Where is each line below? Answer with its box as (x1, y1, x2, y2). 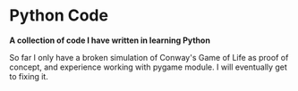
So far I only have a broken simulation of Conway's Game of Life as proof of (9, 52, 289, 62)
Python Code (9, 5, 109, 26)
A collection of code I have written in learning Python (9, 35, 210, 45)
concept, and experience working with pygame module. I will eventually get (9, 62, 288, 72)
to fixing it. (9, 70, 49, 81)
